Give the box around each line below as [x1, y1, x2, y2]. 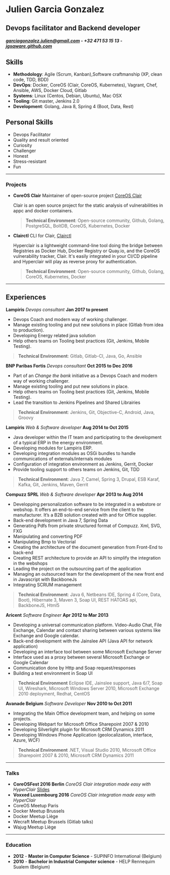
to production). [13, 327, 44, 333]
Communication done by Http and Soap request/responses [13, 665, 136, 671]
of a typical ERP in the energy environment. [13, 439, 103, 445]
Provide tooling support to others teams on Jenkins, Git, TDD [13, 466, 140, 472]
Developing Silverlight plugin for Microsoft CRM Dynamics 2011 [13, 726, 144, 732]
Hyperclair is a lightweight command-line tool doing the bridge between [13, 243, 163, 249]
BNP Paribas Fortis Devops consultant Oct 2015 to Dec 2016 [6, 362, 133, 369]
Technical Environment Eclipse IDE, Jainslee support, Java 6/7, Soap [18, 680, 163, 686]
